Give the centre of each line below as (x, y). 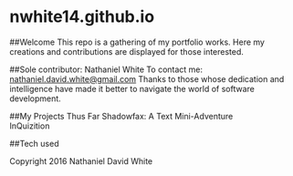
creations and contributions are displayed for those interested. (127, 51)
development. (35, 98)
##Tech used (34, 143)
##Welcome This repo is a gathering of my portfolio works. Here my (137, 42)
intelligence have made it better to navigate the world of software (132, 88)
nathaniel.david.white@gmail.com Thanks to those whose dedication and (147, 78)
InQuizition (30, 126)
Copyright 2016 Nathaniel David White (81, 160)
